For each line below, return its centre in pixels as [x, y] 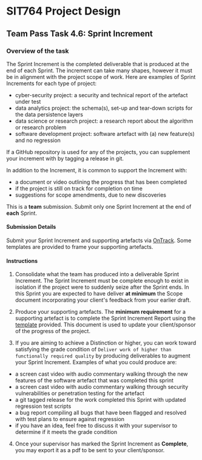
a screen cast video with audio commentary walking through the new [101, 374]
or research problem [41, 127]
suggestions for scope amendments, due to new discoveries [91, 195]
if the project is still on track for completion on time [79, 188]
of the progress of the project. [53, 331]
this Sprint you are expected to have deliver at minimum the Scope [99, 294]
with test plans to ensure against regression [70, 419]
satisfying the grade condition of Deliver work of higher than [93, 350]
